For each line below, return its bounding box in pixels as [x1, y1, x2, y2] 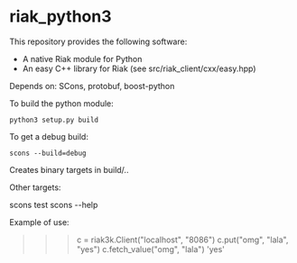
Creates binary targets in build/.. [9, 164, 129, 175]
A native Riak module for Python [22, 53, 143, 64]
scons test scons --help [9, 199, 98, 210]
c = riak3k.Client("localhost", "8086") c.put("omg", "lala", [76, 234, 289, 245]
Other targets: [9, 182, 61, 193]
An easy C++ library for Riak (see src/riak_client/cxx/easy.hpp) [22, 63, 256, 74]
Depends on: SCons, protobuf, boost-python [9, 80, 175, 91]
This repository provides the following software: [9, 36, 188, 47]
